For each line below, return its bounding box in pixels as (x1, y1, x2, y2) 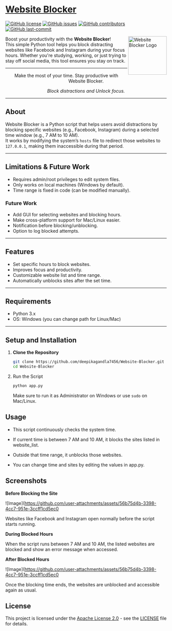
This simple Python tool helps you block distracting (5, 41, 113, 47)
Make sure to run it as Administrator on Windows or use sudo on (12, 392, 147, 398)
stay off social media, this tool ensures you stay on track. (5, 57, 125, 64)
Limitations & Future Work (5, 162, 90, 171)
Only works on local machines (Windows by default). (12, 181, 124, 188)
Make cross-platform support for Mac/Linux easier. (12, 217, 121, 223)
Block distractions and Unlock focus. (47, 88, 125, 94)
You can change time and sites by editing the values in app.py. (12, 461, 145, 467)
